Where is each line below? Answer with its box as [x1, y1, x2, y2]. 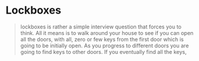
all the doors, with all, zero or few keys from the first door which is [20, 36, 184, 43]
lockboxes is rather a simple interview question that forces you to [20, 23, 182, 30]
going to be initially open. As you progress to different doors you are [20, 42, 189, 49]
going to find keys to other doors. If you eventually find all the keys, [20, 48, 187, 55]
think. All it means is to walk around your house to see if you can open [20, 29, 194, 36]
